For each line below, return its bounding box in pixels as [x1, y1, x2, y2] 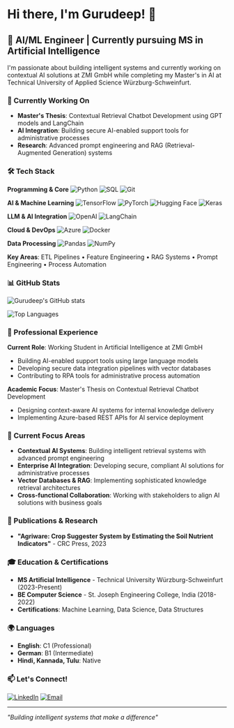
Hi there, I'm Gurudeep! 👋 [7, 6, 157, 22]
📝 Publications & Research [7, 516, 98, 526]
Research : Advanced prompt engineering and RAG [17, 141, 164, 149]
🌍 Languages [7, 623, 55, 632]
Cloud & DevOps [7, 225, 56, 234]
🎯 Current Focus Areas [7, 431, 86, 440]
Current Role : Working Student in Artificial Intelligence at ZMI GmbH [7, 343, 203, 352]
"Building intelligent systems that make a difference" [7, 713, 159, 721]
